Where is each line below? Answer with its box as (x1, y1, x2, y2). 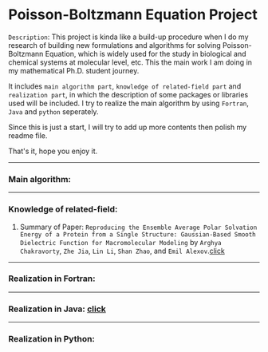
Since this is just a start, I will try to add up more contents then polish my (8, 122, 247, 132)
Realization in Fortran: (8, 273, 96, 284)
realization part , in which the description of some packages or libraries (8, 89, 249, 99)
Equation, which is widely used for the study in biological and (45, 49, 246, 58)
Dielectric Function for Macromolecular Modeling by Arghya (19, 237, 222, 247)
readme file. (8, 130, 48, 140)
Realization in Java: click (8, 303, 106, 314)
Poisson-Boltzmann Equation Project (8, 6, 258, 24)
